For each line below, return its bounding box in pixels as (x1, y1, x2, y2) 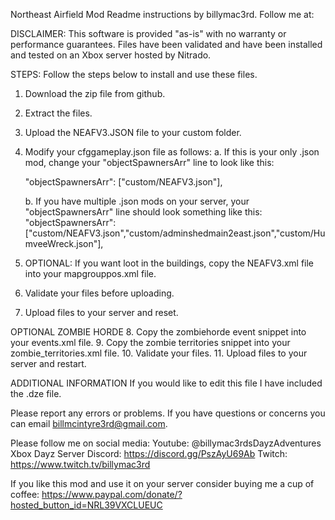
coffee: (10, 489, 40, 500)
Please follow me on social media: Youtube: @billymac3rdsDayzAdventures (10, 437, 322, 449)
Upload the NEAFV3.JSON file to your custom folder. (24, 127, 242, 138)
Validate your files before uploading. (24, 287, 175, 299)
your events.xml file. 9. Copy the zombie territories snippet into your (10, 337, 291, 348)
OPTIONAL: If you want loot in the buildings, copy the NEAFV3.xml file (24, 257, 315, 269)
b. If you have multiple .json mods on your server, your (24, 195, 250, 207)
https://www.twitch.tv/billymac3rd (10, 459, 151, 470)
